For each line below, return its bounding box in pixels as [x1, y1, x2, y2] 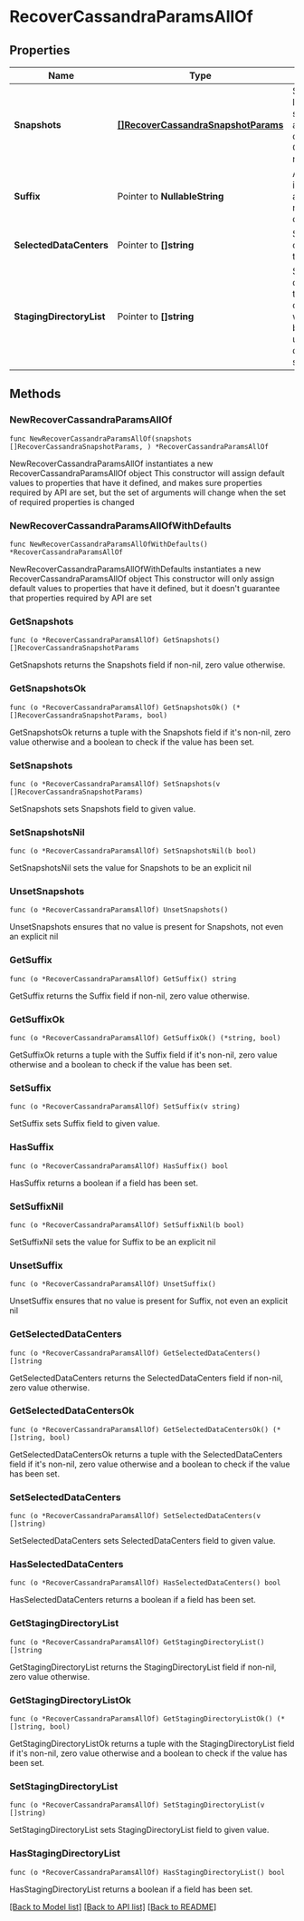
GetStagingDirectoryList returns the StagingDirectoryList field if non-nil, [9, 1662, 277, 1672]
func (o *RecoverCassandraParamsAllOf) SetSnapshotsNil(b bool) [9, 846, 257, 856]
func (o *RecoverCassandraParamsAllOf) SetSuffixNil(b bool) [9, 1220, 245, 1230]
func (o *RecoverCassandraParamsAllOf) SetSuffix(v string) [9, 1102, 242, 1112]
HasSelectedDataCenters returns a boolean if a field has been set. [9, 1594, 256, 1605]
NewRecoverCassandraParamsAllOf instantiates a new [9, 458, 214, 469]
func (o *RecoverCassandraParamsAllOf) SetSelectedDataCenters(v [9, 1512, 261, 1521]
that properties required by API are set [9, 592, 152, 603]
